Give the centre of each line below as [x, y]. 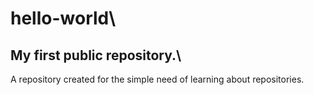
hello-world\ [63, 18]
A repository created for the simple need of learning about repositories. [157, 79]
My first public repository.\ [96, 55]
